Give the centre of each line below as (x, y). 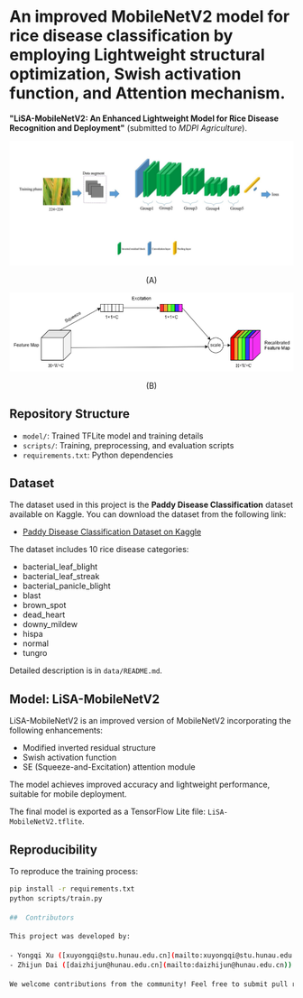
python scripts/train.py (56, 898)
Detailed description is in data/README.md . (86, 670)
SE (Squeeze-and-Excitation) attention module (109, 767)
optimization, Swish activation (125, 74)
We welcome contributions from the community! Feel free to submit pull (149, 984)
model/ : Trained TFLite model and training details (113, 436)
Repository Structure (70, 414)
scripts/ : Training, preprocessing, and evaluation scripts (128, 445)
